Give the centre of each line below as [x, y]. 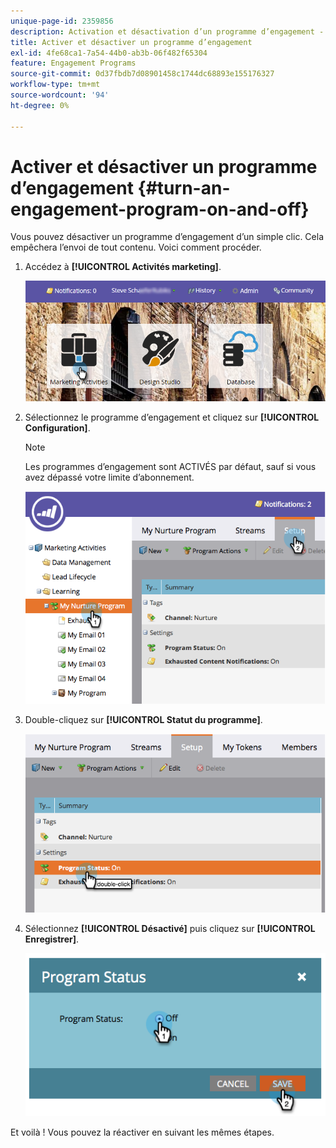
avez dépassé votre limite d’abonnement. [109, 477]
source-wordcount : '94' [60, 95]
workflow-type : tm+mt [55, 85]
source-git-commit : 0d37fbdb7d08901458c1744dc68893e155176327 [142, 74]
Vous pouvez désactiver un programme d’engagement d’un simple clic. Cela [167, 237]
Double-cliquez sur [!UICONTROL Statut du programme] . [143, 719]
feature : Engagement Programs [73, 63]
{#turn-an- [184, 187]
